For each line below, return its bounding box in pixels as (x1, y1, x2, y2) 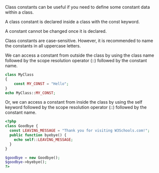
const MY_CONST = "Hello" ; (14, 81, 69, 86)
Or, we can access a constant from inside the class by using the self (5, 99, 143, 105)
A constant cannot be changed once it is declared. (5, 28, 107, 34)
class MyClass (5, 72, 34, 77)
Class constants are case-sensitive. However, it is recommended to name (5, 38, 153, 43)
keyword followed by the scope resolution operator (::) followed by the (5, 105, 147, 110)
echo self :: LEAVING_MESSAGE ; (14, 137, 73, 142)
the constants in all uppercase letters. (5, 43, 81, 48)
